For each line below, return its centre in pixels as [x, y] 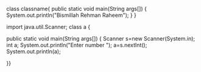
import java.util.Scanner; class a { [48, 27]
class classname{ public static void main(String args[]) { [77, 9]
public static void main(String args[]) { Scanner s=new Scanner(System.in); [101, 38]
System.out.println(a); [33, 51]
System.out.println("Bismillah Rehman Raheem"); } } [72, 15]
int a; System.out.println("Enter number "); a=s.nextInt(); [77, 45]
